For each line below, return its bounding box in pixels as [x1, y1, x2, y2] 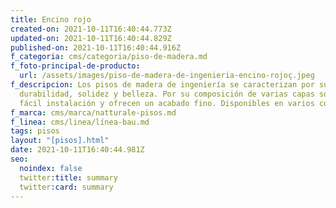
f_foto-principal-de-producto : [10, 61, 141, 71]
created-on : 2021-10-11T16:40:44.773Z [10, 24, 172, 34]
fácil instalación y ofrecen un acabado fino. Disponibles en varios [19, 98, 315, 108]
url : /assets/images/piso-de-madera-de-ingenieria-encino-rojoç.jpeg [19, 71, 315, 81]
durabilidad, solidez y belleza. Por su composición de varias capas [19, 89, 315, 99]
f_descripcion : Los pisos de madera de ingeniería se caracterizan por [10, 80, 315, 90]
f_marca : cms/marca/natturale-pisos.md [10, 107, 177, 118]
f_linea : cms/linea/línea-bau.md [10, 117, 150, 127]
